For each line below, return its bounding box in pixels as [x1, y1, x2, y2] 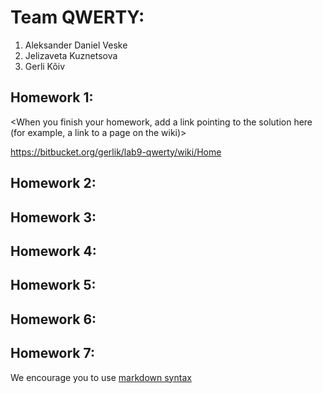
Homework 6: [10, 311, 97, 328]
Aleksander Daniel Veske [24, 39, 128, 51]
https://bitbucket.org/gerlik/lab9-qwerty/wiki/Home [10, 146, 222, 158]
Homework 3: [10, 209, 97, 226]
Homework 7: [10, 345, 95, 362]
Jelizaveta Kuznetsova [24, 49, 118, 61]
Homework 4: [10, 242, 97, 260]
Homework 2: [10, 175, 97, 192]
